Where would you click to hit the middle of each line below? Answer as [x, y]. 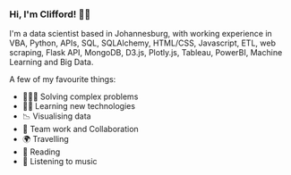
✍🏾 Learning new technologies [79, 106]
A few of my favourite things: [63, 79]
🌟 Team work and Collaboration [80, 129]
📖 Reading [41, 152]
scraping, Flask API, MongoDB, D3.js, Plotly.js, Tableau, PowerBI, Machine [146, 53]
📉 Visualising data [56, 116]
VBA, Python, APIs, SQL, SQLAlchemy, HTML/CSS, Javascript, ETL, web [142, 43]
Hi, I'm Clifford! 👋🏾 [50, 14]
